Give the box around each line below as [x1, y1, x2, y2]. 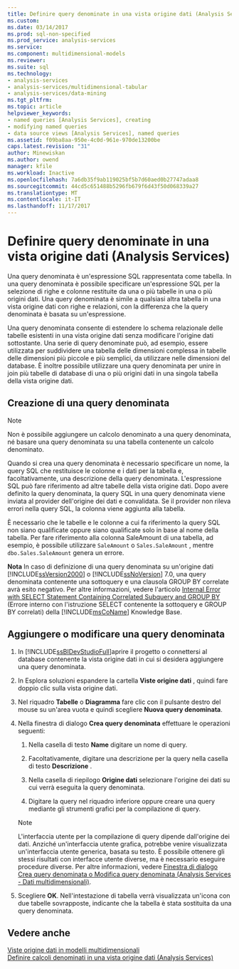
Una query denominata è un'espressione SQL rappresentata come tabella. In [7, 271, 232, 280]
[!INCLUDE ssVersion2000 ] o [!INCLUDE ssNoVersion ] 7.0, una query [7, 569, 206, 578]
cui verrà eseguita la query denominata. [28, 783, 146, 792]
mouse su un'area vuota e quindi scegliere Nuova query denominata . [17, 705, 223, 713]
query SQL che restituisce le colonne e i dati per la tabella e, [7, 466, 184, 475]
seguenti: [17, 726, 46, 735]
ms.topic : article [7, 103, 62, 110]
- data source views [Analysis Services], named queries [7, 130, 180, 137]
